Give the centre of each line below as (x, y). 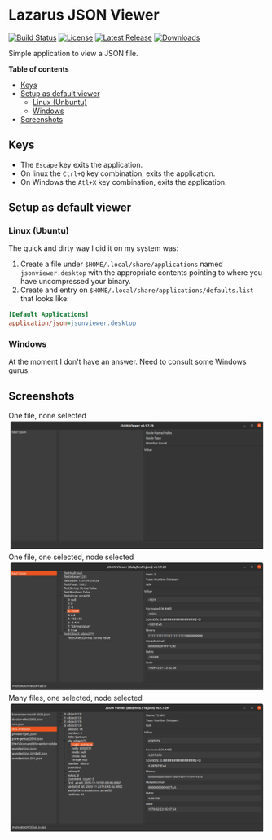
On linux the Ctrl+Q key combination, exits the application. (118, 173)
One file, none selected (48, 416)
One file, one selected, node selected (71, 557)
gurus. (19, 370)
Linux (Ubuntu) (39, 231)
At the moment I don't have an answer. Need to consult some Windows (127, 362)
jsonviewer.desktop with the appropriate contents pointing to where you (141, 273)
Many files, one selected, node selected (75, 698)
